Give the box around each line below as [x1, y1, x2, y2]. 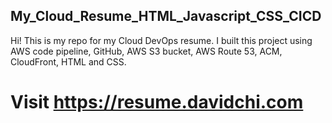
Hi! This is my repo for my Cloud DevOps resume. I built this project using [10, 34, 313, 46]
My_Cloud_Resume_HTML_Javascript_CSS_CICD [10, 8, 322, 25]
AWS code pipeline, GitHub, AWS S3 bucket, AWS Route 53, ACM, [10, 45, 283, 57]
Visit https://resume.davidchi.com [10, 91, 304, 113]
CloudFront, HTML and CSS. [10, 55, 127, 68]
